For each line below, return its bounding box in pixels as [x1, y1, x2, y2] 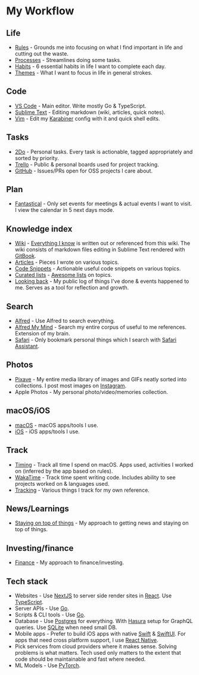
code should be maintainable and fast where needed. [14, 655, 146, 662]
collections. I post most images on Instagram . [14, 382, 127, 389]
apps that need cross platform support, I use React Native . [14, 636, 158, 643]
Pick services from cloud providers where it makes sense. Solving [14, 643, 177, 650]
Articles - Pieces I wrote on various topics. [14, 258, 119, 266]
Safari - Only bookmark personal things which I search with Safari [14, 336, 177, 344]
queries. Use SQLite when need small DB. [14, 624, 117, 631]
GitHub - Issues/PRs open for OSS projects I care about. [14, 167, 153, 174]
